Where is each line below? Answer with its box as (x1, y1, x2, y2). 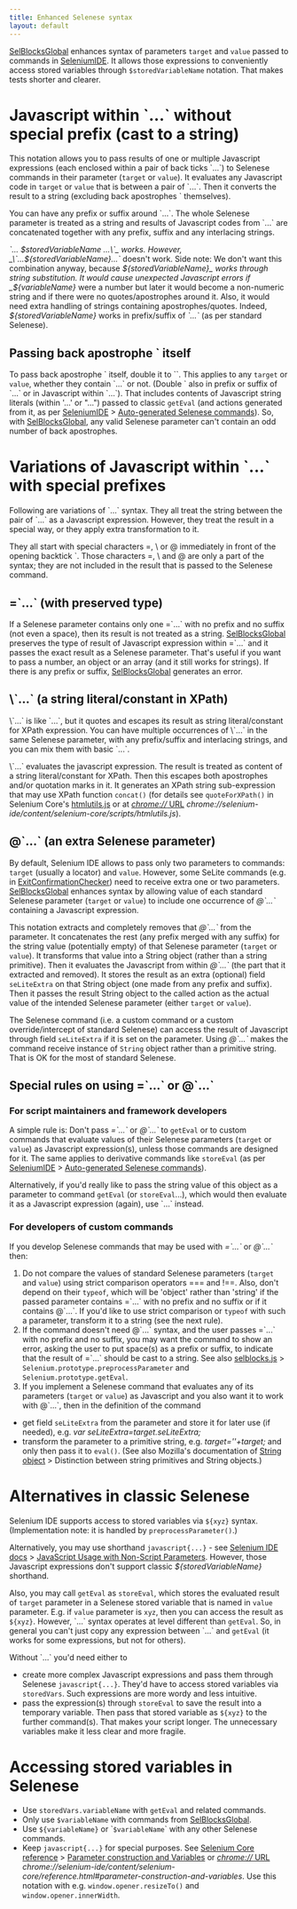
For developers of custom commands (9, 1221, 174, 1233)
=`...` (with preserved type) (9, 595, 163, 610)
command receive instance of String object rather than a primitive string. (9, 1043, 277, 1054)
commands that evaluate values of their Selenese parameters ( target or (9, 1134, 272, 1145)
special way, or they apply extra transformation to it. (9, 524, 199, 535)
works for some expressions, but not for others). (9, 1635, 186, 1645)
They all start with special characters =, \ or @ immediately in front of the (9, 541, 277, 552)
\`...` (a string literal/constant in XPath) (9, 692, 229, 707)
